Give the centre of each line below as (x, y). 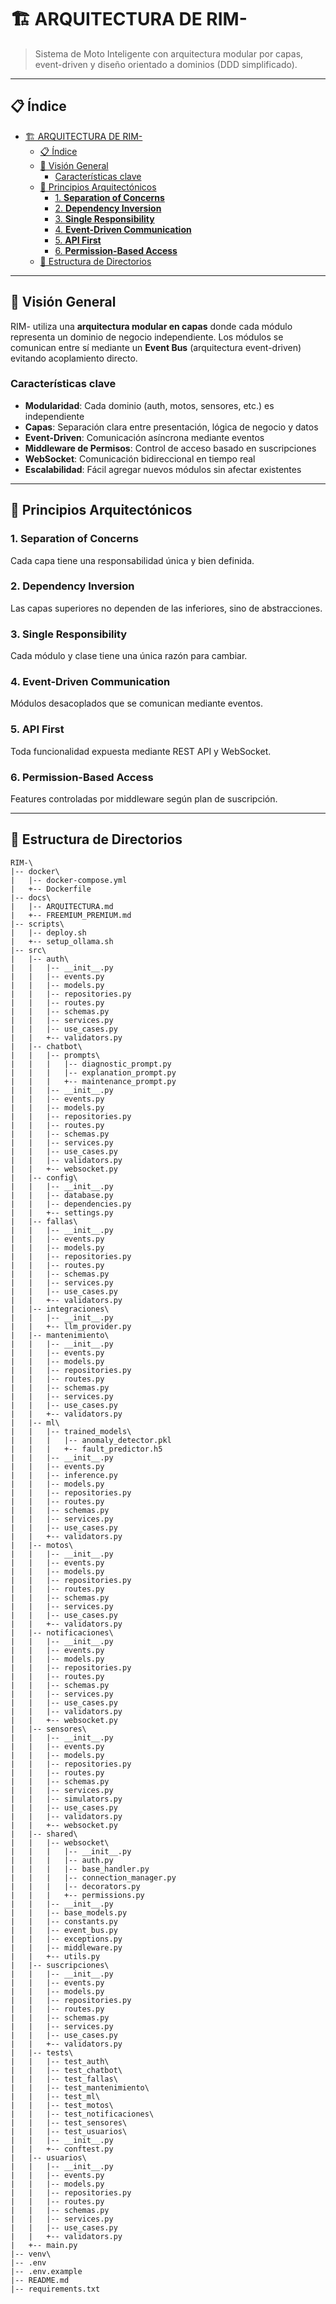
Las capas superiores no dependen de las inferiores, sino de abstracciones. (166, 608)
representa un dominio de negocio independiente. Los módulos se (147, 337)
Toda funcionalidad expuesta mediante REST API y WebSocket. (141, 751)
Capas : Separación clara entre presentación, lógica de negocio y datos (171, 427)
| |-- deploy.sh (48, 932)
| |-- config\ (44, 1177)
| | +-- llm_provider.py (71, 1326)
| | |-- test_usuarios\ (69, 2131)
